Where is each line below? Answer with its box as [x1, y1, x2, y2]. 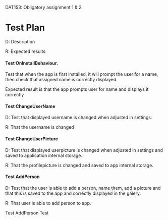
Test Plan [5, 22, 45, 33]
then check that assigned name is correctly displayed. [5, 77, 118, 83]
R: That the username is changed [5, 124, 74, 130]
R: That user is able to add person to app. [5, 200, 91, 206]
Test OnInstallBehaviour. [5, 60, 58, 66]
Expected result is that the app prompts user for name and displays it [5, 86, 149, 92]
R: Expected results [5, 48, 46, 54]
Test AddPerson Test [5, 209, 49, 216]
